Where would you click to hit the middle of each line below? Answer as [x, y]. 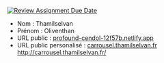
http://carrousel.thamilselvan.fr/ [61, 52]
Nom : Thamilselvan [45, 23]
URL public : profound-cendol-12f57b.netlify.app [85, 38]
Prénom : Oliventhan [46, 31]
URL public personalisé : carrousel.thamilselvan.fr [87, 45]
